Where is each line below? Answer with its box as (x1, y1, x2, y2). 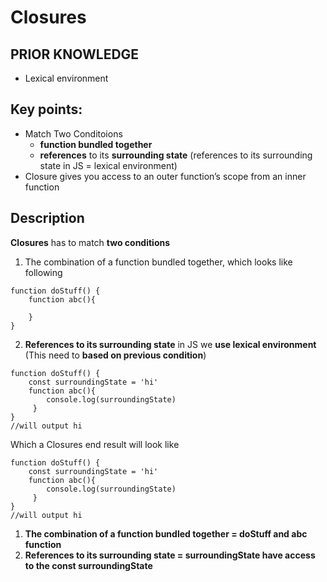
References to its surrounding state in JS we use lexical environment (24, 338, 317, 350)
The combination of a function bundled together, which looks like (24, 256, 293, 268)
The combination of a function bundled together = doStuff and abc (24, 527, 308, 540)
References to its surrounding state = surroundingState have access (24, 549, 316, 561)
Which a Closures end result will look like (10, 438, 180, 450)
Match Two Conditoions (24, 127, 123, 140)
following (24, 266, 63, 278)
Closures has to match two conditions (10, 236, 171, 248)
